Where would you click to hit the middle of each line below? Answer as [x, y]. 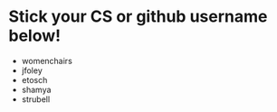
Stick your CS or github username [138, 17]
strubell [36, 99]
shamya [36, 89]
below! [34, 36]
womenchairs [47, 61]
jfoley [32, 70]
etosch [34, 79]
